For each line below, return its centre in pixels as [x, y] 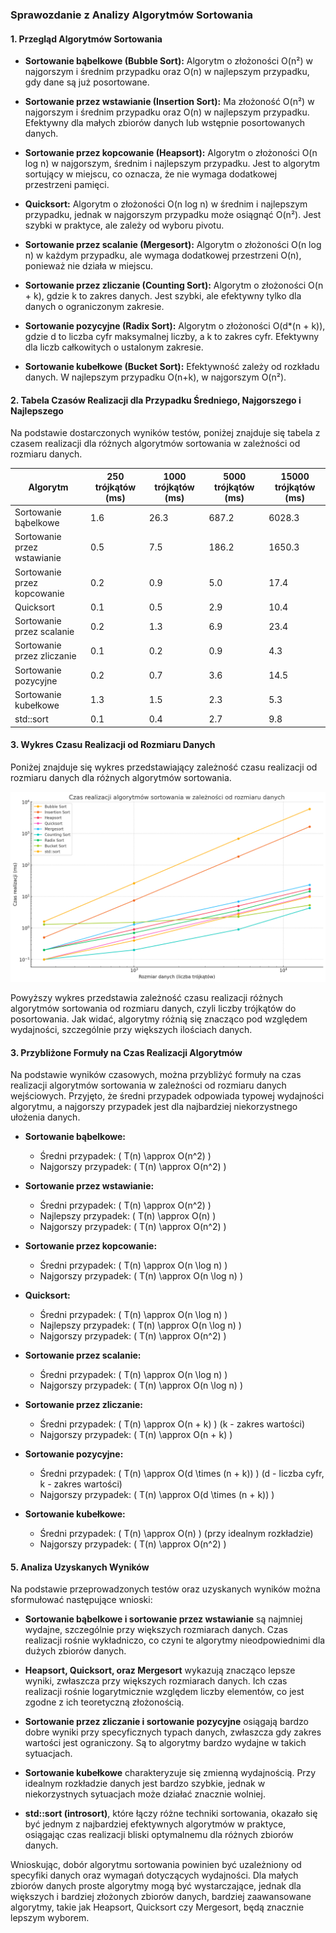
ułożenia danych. [45, 1117]
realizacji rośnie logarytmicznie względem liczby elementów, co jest [164, 1692]
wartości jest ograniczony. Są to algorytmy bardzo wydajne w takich [165, 1743]
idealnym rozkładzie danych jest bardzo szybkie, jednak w [145, 1784]
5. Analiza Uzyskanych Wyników [80, 1567]
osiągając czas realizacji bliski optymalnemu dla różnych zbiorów [159, 1835]
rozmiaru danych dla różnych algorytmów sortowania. [121, 777]
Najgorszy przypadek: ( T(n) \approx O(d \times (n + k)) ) [157, 1495]
